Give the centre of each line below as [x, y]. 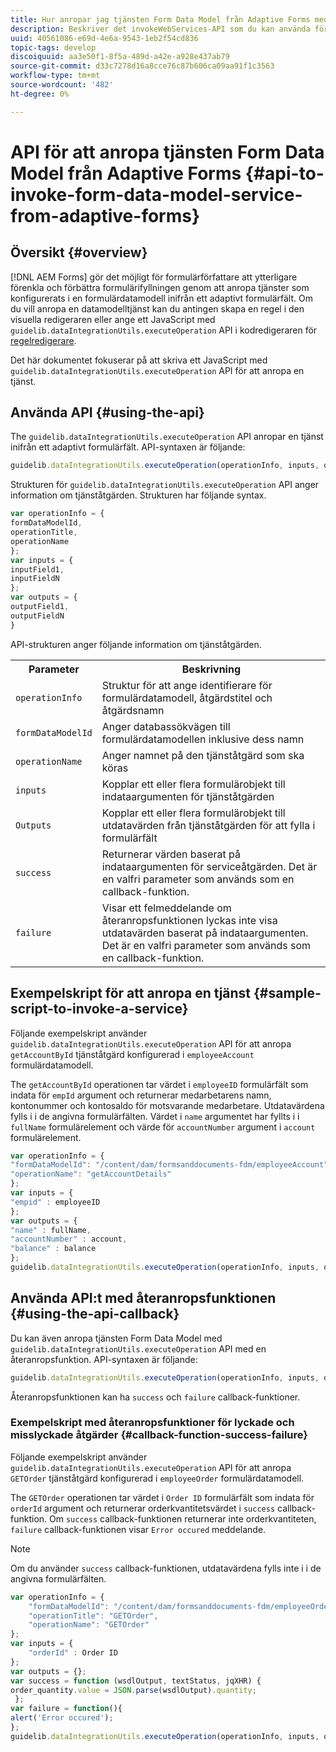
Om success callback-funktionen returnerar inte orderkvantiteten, [183, 1518]
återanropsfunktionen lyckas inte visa [189, 920]
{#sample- [287, 993]
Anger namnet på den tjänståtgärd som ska [203, 755]
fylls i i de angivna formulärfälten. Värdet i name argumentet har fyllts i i [155, 1116]
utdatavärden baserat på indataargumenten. [205, 933]
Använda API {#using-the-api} [107, 412]
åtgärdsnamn [133, 710]
